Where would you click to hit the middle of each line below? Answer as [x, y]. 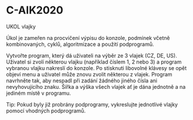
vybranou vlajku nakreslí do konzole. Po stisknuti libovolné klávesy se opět [96, 68]
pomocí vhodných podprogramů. [46, 111]
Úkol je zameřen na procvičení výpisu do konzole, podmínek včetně [88, 38]
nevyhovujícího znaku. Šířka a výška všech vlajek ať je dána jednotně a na [96, 86]
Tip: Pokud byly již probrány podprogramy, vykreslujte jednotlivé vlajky [92, 104]
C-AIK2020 [35, 10]
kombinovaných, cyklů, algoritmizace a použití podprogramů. [80, 44]
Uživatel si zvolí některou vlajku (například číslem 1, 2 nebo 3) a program [94, 62]
